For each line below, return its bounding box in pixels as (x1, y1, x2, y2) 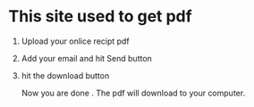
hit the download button (21, 70, 110, 81)
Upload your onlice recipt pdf (21, 36, 131, 46)
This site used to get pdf (8, 6, 193, 27)
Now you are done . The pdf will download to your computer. (21, 87, 246, 98)
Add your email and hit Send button (21, 53, 153, 63)
